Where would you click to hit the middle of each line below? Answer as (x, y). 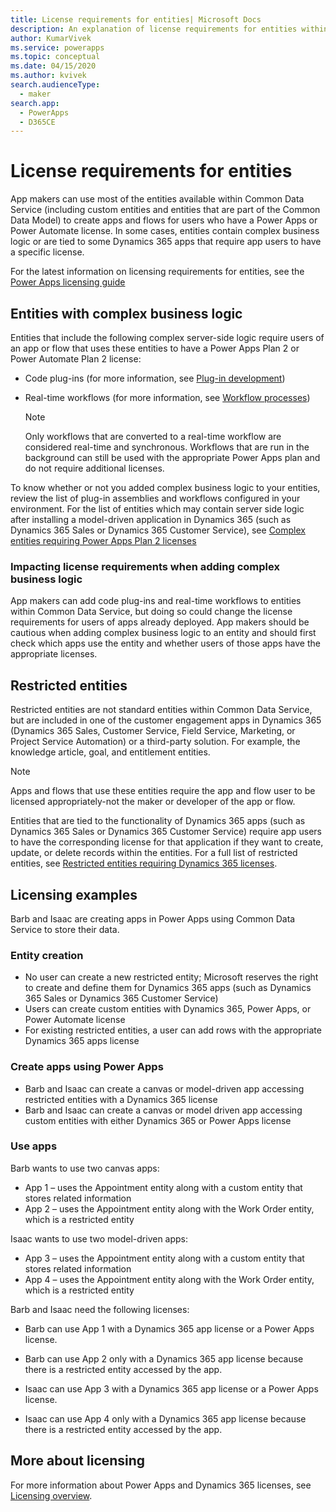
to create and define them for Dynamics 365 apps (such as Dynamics (168, 988)
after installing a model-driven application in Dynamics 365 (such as (151, 519)
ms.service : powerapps (57, 47)
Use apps (34, 1146)
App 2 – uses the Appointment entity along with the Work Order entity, (169, 1208)
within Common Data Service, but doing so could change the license (151, 612)
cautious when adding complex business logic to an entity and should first (163, 633)
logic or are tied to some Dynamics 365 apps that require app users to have (166, 242)
